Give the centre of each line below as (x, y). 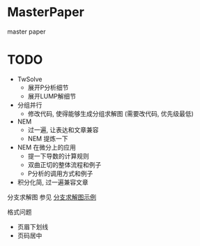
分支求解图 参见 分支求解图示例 (52, 197)
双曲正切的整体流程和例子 (64, 164)
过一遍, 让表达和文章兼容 (63, 129)
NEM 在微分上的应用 (47, 147)
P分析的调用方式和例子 (60, 173)
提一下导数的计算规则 (58, 156)
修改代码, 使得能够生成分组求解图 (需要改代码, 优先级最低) (110, 113)
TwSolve (30, 79)
